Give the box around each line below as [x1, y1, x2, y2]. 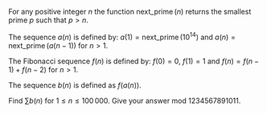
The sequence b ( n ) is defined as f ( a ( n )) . [8, 80, 142, 90]
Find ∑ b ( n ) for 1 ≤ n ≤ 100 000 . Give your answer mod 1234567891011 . [8, 95, 241, 105]
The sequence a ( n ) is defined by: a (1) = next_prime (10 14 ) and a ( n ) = [8, 31, 236, 42]
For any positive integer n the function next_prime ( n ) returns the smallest [8, 7, 252, 16]
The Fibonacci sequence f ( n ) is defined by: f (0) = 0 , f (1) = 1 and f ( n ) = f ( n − [8, 56, 260, 66]
